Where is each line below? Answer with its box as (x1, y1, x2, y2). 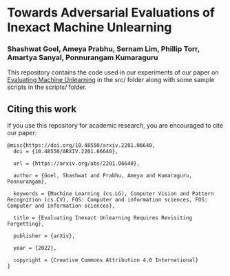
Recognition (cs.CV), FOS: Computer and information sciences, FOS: (7, 197, 208, 204)
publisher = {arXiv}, (13, 233, 76, 239)
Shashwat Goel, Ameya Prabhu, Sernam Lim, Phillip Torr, (7, 44, 200, 54)
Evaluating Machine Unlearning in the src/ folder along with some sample (7, 76, 215, 84)
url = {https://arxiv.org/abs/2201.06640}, (13, 160, 140, 167)
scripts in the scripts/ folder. (7, 83, 87, 91)
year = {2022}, (13, 245, 57, 252)
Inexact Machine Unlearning (7, 19, 172, 35)
